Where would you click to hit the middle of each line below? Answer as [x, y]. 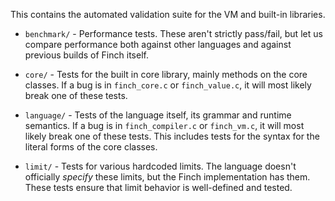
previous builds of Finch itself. [86, 55]
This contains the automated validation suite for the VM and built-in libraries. [168, 14]
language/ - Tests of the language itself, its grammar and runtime [158, 115]
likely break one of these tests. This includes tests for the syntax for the [172, 136]
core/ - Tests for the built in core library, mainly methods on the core [166, 74]
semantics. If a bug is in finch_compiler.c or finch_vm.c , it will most [164, 125]
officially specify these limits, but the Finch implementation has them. [167, 177]
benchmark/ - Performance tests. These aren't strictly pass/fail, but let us [173, 33]
